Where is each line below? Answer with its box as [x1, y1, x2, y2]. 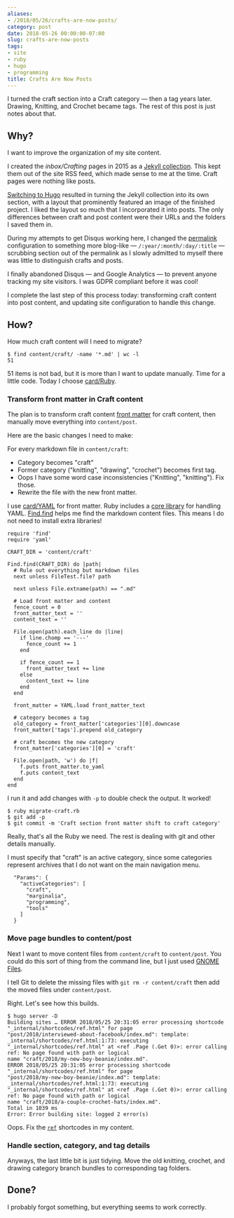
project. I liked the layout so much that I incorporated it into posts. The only [7, 205, 224, 214]
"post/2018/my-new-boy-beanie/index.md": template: [7, 1074, 161, 1081]
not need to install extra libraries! [7, 517, 102, 525]
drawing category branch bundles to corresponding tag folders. [7, 1163, 191, 1172]
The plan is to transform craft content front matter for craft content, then [7, 410, 216, 419]
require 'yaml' [7, 536, 52, 543]
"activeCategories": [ [20, 881, 86, 888]
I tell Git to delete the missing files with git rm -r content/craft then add [7, 977, 220, 986]
